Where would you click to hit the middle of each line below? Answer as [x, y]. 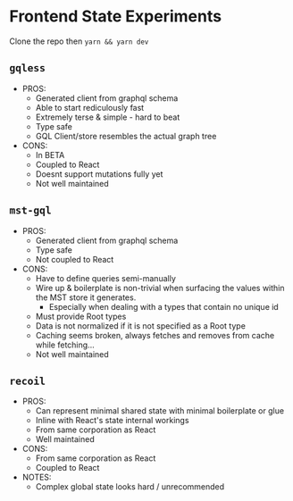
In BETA [50, 154]
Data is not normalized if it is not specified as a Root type [140, 326]
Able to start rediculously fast [90, 107]
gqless [28, 68]
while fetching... [65, 345]
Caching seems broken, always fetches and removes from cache [155, 335]
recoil [28, 381]
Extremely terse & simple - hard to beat [108, 117]
